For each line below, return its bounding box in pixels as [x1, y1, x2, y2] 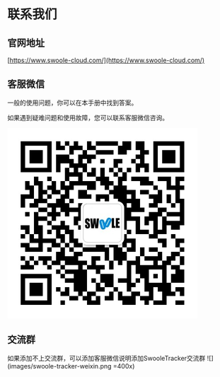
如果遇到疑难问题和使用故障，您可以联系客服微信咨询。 [7, 113, 168, 122]
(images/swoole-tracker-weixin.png [7, 361, 112, 370]
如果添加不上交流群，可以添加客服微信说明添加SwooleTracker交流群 [7, 354, 206, 362]
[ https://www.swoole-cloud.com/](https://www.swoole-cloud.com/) [7, 56, 205, 64]
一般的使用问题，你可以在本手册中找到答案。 [7, 98, 138, 107]
